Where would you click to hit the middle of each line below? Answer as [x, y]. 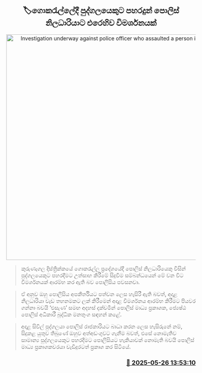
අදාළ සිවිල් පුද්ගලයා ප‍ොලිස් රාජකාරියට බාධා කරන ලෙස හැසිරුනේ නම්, [102, 326]
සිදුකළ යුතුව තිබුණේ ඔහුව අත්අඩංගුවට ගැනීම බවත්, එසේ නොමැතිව [99, 333]
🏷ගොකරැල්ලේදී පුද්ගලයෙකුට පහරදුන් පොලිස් [101, 11]
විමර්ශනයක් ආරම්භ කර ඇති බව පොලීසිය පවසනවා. [80, 282]
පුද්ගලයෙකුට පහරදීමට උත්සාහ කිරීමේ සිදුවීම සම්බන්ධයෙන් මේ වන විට [102, 275]
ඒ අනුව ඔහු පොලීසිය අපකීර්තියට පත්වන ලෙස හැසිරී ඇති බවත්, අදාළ [99, 294]
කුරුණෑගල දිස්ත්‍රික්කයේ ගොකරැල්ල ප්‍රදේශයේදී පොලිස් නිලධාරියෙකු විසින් [103, 268]
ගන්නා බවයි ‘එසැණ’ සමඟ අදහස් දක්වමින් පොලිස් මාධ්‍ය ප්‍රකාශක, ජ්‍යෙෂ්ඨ [103, 307]
